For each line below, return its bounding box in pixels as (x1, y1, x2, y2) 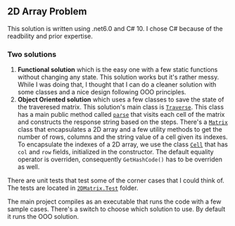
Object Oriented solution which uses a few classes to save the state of (17, 95, 224, 104)
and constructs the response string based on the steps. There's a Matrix (17, 118, 229, 126)
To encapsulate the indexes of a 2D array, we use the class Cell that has (17, 140, 229, 149)
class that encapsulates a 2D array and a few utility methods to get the (17, 125, 223, 134)
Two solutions (7, 49, 57, 59)
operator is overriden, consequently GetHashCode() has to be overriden (17, 155, 223, 164)
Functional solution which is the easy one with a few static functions (17, 65, 218, 74)
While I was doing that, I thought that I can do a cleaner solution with (17, 80, 217, 89)
